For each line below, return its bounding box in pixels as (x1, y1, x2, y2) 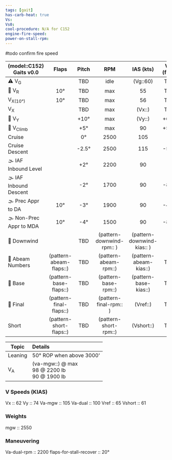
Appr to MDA (8, 223, 39, 230)
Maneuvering (5, 437, 39, 444)
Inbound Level (8, 165, 42, 172)
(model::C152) (8, 62, 45, 69)
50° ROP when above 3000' (32, 352, 100, 359)
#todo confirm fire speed (5, 50, 58, 56)
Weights (5, 413, 27, 420)
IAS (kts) (132, 65, 155, 72)
